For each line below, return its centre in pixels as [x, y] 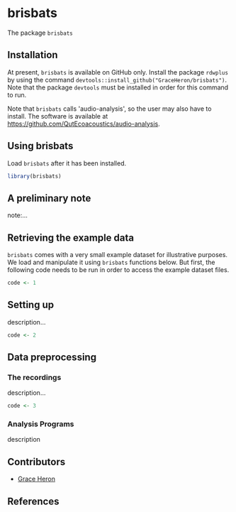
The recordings [34, 377]
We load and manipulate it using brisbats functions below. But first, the [111, 262]
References [33, 501]
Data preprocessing [52, 358]
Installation [33, 55]
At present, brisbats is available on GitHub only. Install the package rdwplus [118, 72]
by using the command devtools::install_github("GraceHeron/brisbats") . [117, 80]
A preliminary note [49, 198]
